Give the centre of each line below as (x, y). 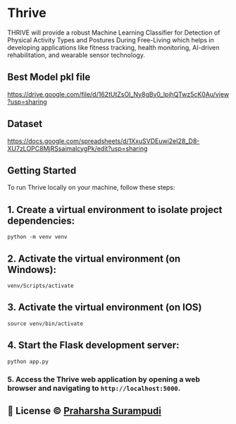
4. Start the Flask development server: (93, 345)
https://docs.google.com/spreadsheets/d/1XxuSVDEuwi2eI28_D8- (104, 141)
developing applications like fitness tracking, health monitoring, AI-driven (113, 47)
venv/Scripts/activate (41, 286)
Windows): (32, 269)
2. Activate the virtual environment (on (94, 259)
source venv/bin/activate (45, 323)
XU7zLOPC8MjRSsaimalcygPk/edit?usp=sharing (77, 148)
